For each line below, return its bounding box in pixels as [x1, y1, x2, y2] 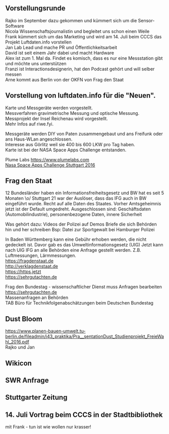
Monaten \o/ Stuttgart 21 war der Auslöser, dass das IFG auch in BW [5, 195, 147, 201]
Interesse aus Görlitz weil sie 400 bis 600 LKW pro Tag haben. [5, 141, 135, 147]
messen [5, 71, 22, 77]
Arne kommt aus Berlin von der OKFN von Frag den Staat [5, 76, 124, 82]
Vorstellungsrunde [5, 4, 66, 13]
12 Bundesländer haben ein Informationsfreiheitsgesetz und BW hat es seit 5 [5, 190, 164, 196]
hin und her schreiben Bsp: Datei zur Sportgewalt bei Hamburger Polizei [5, 227, 155, 233]
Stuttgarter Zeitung [5, 393, 68, 402]
